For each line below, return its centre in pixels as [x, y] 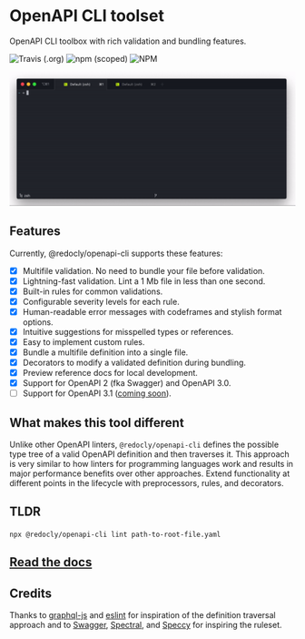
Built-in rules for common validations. [93, 291]
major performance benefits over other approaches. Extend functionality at [150, 473]
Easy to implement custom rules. [84, 341]
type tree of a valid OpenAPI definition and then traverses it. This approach [150, 454]
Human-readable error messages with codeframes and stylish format [152, 311]
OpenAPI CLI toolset [87, 16]
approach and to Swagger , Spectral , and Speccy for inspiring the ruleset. [146, 625]
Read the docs [51, 562]
